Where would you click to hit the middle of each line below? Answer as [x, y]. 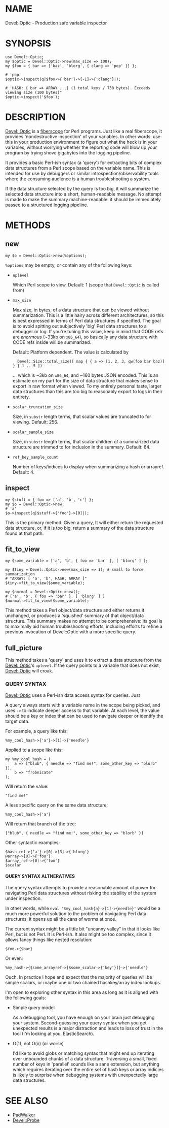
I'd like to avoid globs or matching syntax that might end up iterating [83, 1053]
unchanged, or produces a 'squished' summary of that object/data [75, 616]
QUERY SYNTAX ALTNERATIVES [40, 876]
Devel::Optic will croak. [29, 671]
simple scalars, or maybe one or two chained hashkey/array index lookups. [83, 982]
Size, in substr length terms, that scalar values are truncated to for [82, 416]
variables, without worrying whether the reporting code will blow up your [81, 147]
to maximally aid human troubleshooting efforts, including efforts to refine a [84, 626]
